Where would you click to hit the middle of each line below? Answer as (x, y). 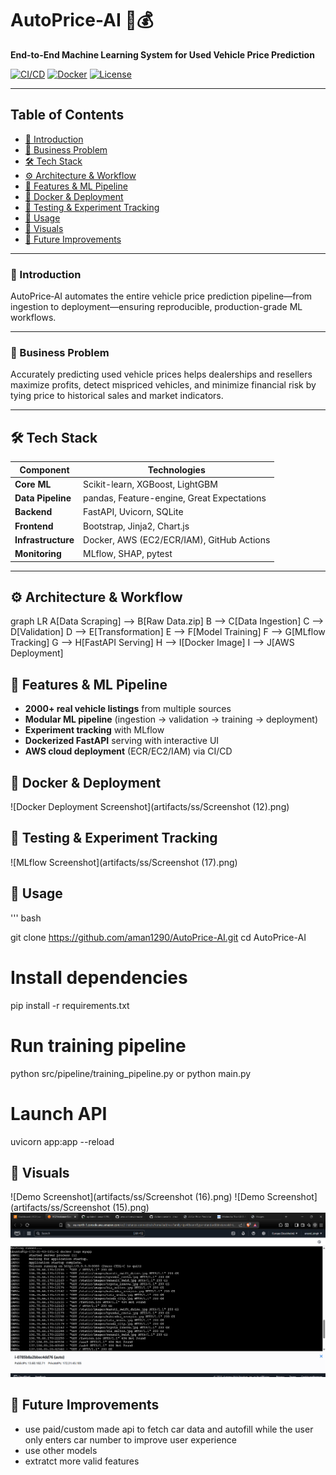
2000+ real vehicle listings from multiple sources (128, 709)
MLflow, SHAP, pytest (128, 554)
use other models (61, 1450)
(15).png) (131, 1208)
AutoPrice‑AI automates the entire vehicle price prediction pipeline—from (161, 296)
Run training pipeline (98, 1045)
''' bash (26, 918)
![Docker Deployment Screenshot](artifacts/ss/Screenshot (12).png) (150, 807)
